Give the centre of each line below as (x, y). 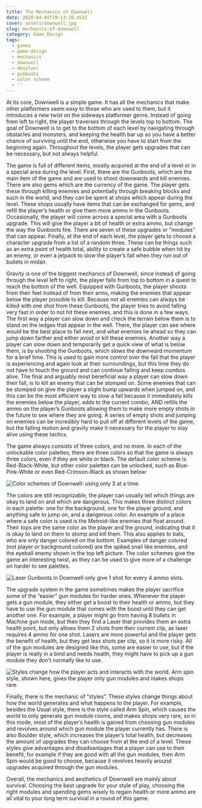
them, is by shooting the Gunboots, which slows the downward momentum (99, 351)
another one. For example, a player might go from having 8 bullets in (91, 615)
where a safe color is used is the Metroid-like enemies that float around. (96, 521)
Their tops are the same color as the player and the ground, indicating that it (101, 527)
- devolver (25, 68)
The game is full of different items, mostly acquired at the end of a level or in (101, 165)
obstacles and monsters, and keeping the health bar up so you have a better (101, 134)
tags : (13, 40)
